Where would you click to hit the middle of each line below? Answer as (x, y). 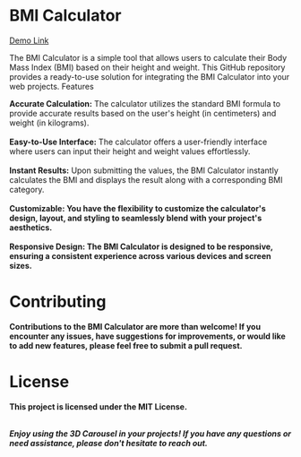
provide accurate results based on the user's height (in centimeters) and (143, 113)
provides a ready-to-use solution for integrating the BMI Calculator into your (150, 76)
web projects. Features (52, 86)
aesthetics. (31, 227)
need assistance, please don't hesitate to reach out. (109, 443)
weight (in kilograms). (49, 123)
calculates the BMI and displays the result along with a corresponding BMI (146, 179)
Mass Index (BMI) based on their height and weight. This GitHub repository (147, 67)
